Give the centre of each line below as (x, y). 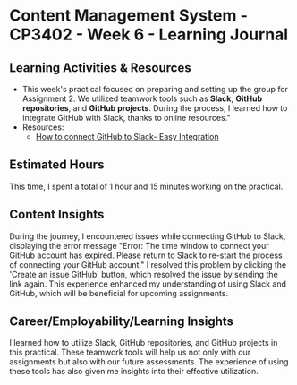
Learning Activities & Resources (100, 68)
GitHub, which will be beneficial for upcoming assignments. (119, 293)
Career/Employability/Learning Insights (122, 322)
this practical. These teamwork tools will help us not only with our (130, 352)
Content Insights (57, 214)
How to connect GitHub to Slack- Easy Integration (127, 137)
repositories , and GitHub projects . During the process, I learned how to (155, 108)
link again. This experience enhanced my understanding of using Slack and (148, 284)
